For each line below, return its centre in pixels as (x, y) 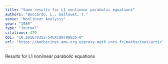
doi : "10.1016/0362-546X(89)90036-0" (44, 38)
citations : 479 (21, 33)
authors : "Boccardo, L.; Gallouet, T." (47, 14)
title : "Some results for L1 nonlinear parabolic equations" (70, 10)
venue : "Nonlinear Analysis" (35, 19)
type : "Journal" (22, 28)
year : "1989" (19, 24)
